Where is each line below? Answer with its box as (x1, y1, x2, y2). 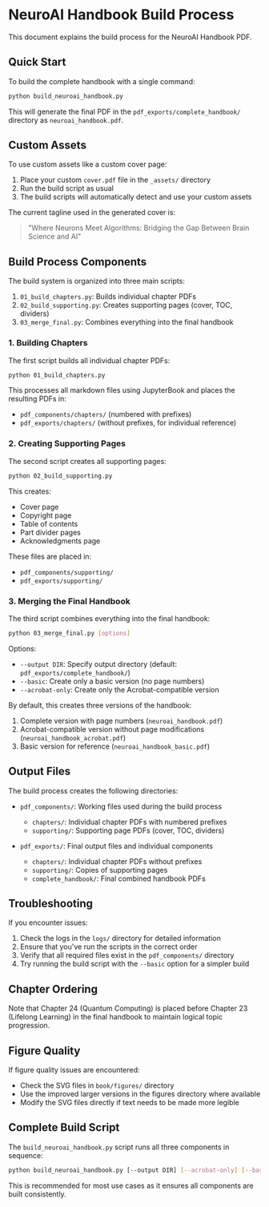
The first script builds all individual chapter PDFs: (8, 355, 171, 365)
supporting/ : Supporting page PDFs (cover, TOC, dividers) (31, 826, 225, 835)
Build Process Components (8, 255, 147, 268)
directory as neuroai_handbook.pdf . (8, 115, 124, 125)
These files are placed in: (8, 551, 92, 561)
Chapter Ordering (8, 982, 98, 995)
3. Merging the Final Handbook (8, 595, 130, 607)
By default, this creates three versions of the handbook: (8, 700, 192, 710)
